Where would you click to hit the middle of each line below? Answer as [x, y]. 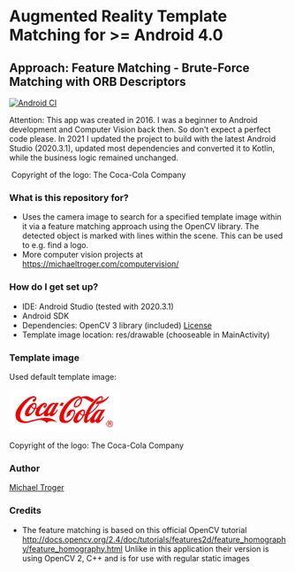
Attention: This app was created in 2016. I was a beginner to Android [133, 120]
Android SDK [45, 315]
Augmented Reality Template [118, 16]
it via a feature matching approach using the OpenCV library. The [140, 227]
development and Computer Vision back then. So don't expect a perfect [140, 129]
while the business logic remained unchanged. [94, 158]
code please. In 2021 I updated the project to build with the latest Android [143, 139]
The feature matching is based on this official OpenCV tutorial [134, 529]
